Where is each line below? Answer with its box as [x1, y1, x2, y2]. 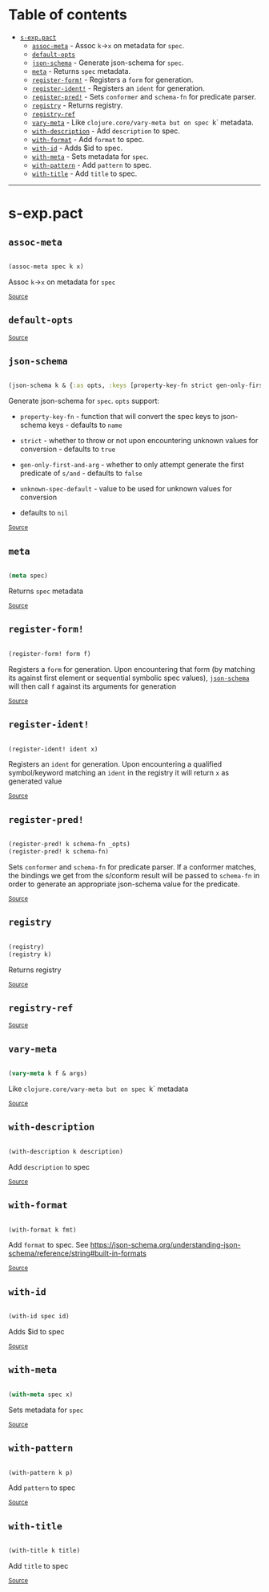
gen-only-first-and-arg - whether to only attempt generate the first [19, 460, 244, 470]
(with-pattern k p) [8, 1468, 74, 1476]
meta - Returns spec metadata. [31, 66, 130, 75]
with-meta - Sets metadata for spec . [31, 151, 150, 161]
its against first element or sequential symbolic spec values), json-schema [8, 673, 250, 682]
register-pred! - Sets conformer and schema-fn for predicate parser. [31, 92, 256, 101]
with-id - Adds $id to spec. [31, 143, 122, 153]
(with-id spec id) [8, 1313, 70, 1321]
